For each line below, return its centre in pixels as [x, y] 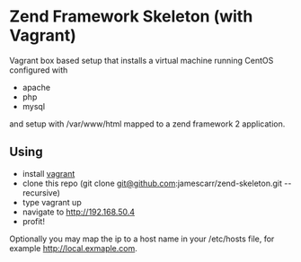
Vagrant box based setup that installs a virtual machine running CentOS [142, 60]
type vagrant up [52, 202]
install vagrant [49, 173]
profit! [33, 221]
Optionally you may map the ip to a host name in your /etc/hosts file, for [142, 239]
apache [36, 87]
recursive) [41, 192]
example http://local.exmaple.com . [73, 248]
